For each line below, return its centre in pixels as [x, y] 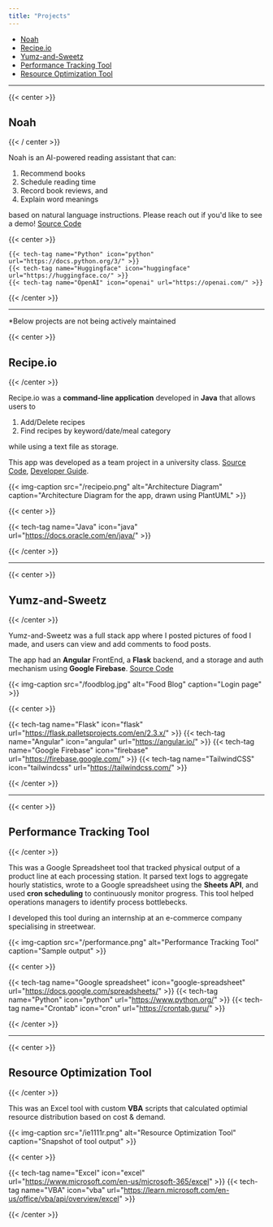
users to [22, 406]
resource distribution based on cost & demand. [87, 1116]
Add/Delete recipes [52, 423]
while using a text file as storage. [64, 447]
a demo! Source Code [45, 223]
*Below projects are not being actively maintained [92, 321]
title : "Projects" [39, 16]
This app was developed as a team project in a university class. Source [127, 462]
